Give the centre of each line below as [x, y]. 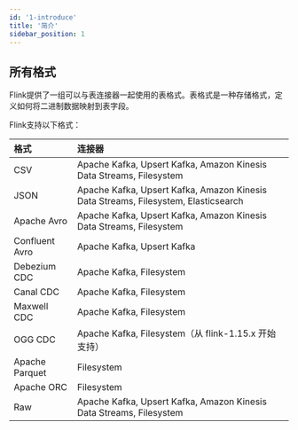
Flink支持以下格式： [45, 125]
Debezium [35, 267]
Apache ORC [41, 387]
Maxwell [31, 307]
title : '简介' [34, 26]
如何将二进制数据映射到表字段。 [75, 106]
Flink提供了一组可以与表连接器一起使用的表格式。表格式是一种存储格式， [142, 95]
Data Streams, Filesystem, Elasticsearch [160, 201]
